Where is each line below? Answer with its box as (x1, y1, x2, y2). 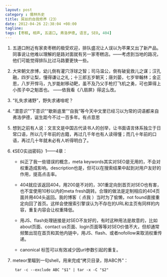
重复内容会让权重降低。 (28, 207, 77, 212)
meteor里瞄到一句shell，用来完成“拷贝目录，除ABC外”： (12, 257, 129, 263)
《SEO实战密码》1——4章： (12, 148, 68, 154)
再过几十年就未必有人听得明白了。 (21, 137, 91, 143)
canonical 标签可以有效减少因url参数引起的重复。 (19, 247, 121, 252)
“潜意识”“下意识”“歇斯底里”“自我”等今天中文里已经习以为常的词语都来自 (12, 108, 160, 114)
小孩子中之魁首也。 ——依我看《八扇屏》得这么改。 (12, 87, 119, 92)
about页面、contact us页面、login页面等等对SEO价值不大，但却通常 (19, 223, 160, 229)
